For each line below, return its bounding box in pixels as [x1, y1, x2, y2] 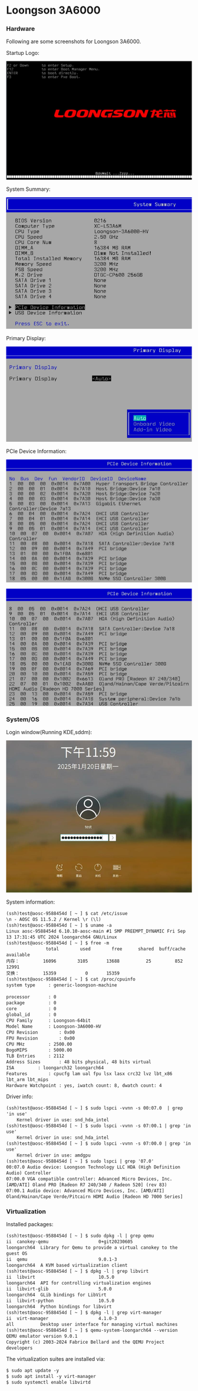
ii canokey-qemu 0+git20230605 [6, 1239, 133, 1245]
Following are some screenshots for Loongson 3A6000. [6, 38, 141, 45]
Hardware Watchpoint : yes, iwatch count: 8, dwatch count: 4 [6, 1082, 162, 1089]
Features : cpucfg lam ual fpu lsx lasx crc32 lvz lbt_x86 [6, 1070, 173, 1077]
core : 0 [6, 1005, 57, 1012]
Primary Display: [6, 334, 46, 341]
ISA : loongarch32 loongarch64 [6, 1064, 104, 1071]
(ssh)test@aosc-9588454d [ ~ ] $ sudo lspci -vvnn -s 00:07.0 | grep [6, 1105, 183, 1111]
